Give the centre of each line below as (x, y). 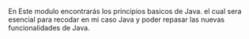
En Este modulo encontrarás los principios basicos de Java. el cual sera (125, 11)
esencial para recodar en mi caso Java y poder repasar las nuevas (117, 19)
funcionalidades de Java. (49, 28)
